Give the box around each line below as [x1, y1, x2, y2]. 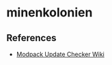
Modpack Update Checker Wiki [16, 50, 105, 58]
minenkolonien [6, 5, 93, 21]
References [6, 32, 57, 44]
